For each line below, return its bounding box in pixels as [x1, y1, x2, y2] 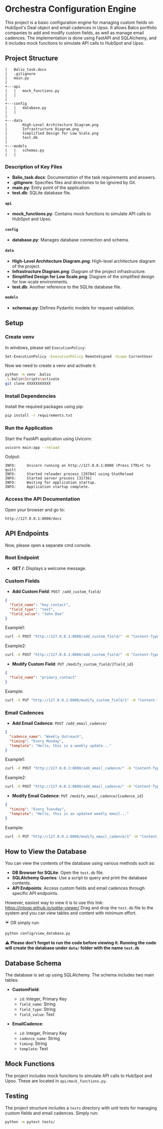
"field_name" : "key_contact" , [9, 602, 70, 607]
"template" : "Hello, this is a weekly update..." [9, 743, 112, 748]
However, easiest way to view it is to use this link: [5, 900, 104, 906]
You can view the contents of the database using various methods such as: [5, 860, 155, 866]
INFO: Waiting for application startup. [5, 480, 97, 485]
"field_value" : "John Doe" [9, 611, 64, 616]
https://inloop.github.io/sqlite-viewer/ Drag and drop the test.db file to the [5, 905, 154, 911]
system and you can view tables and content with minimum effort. [5, 910, 137, 916]
